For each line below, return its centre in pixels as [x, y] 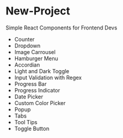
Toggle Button [31, 128]
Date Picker [28, 97]
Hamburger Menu [36, 58]
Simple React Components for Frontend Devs [61, 28]
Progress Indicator [37, 90]
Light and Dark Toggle [42, 71]
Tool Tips [26, 122]
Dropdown [27, 46]
